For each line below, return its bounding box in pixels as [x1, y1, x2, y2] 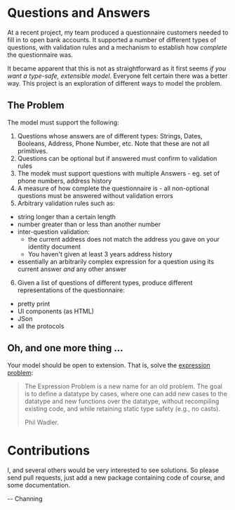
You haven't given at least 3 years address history [27, 249, 173, 258]
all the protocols [17, 322, 65, 330]
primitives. [17, 146, 48, 155]
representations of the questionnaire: [17, 286, 125, 294]
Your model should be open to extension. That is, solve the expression [7, 360, 210, 370]
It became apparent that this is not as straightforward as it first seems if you [7, 64, 227, 72]
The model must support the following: [7, 118, 119, 126]
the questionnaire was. [7, 51, 74, 59]
